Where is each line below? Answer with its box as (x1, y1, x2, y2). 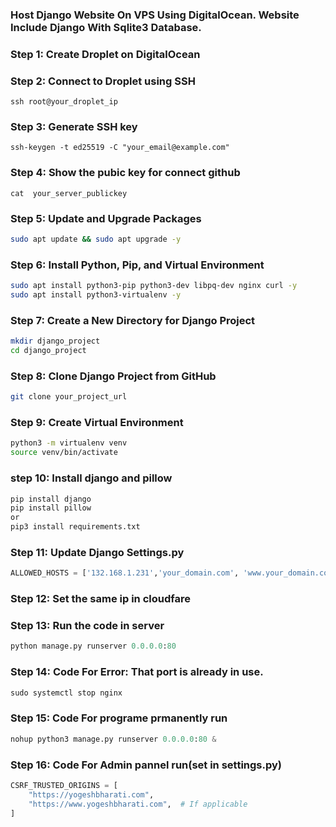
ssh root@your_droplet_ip (10, 97, 118, 107)
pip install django (10, 494, 92, 504)
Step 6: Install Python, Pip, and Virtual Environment (10, 258, 265, 272)
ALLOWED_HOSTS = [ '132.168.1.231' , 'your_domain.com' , (10, 568, 240, 578)
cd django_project (10, 346, 87, 356)
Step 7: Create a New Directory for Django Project (10, 313, 256, 327)
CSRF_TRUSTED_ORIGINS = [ (10, 780, 118, 790)
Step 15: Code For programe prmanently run (10, 711, 228, 725)
